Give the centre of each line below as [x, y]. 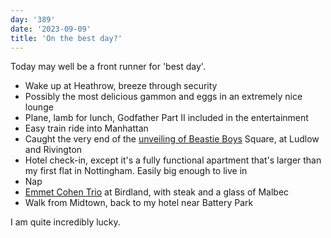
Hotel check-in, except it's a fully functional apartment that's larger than [173, 160]
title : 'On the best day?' [66, 38]
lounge [39, 107]
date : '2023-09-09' [51, 29]
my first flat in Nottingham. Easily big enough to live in [136, 171]
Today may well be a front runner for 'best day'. [108, 67]
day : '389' [33, 19]
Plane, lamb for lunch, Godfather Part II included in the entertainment [166, 118]
